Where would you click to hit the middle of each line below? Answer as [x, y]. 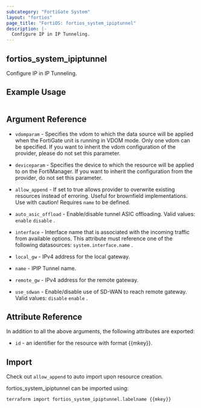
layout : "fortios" [29, 18]
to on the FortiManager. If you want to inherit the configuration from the [104, 171]
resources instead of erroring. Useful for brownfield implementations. [101, 196]
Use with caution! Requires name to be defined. [73, 202]
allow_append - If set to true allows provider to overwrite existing [95, 189]
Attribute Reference [44, 317]
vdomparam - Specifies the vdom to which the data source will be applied [104, 134]
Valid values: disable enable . [51, 298]
